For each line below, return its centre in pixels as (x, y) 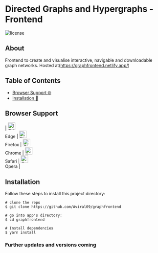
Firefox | (13, 145)
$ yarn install (21, 233)
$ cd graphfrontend (25, 220)
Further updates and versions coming (51, 245)
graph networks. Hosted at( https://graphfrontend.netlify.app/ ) (67, 65)
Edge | (12, 137)
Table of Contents (33, 81)
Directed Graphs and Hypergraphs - (79, 9)
